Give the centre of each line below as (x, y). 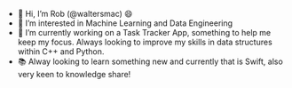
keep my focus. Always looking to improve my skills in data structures (145, 42)
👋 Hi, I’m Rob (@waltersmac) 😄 (75, 14)
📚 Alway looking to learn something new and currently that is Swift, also (150, 61)
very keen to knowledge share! (74, 74)
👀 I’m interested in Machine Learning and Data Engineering (125, 23)
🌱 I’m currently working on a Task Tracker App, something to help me (144, 32)
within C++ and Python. (61, 52)
